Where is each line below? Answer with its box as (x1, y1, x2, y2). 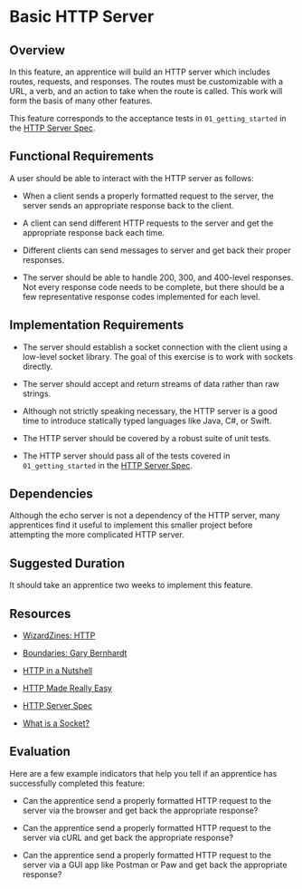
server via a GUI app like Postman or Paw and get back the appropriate (22, 859, 288, 870)
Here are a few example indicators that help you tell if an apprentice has (9, 768, 278, 778)
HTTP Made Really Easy (22, 682, 113, 694)
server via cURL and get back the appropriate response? (22, 832, 233, 843)
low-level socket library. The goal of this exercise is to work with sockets (22, 351, 294, 362)
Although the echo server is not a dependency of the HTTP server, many (9, 510, 280, 521)
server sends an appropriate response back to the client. (22, 199, 234, 210)
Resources (9, 605, 71, 622)
